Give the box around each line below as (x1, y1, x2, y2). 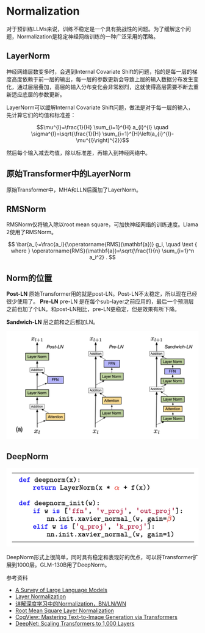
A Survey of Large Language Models (15, 587, 108, 594)
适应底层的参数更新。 (11, 90, 65, 98)
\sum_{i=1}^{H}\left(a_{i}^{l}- (102, 130, 174, 137)
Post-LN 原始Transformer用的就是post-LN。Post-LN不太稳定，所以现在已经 (6, 290, 198, 298)
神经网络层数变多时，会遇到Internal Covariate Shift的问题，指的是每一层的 (6, 68, 192, 75)
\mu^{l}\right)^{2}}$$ (76, 136, 129, 144)
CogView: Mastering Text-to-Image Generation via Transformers (15, 613, 178, 621)
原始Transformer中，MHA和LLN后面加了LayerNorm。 (6, 186, 142, 193)
